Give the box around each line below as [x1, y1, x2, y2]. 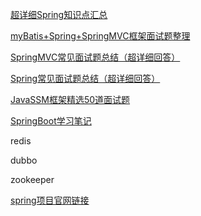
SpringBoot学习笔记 [10, 115, 92, 127]
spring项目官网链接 [10, 194, 90, 206]
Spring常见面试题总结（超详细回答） [10, 73, 161, 84]
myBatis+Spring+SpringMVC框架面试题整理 [10, 30, 191, 42]
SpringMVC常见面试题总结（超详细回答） [10, 51, 181, 63]
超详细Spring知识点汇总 [10, 9, 108, 20]
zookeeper [10, 174, 55, 185]
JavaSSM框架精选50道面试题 [10, 94, 131, 105]
